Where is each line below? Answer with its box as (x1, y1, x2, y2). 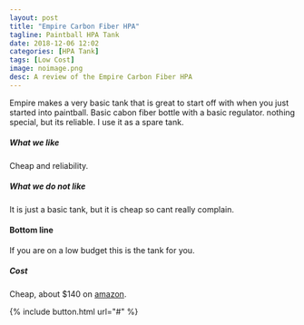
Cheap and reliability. (9, 160, 89, 171)
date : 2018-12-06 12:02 (9, 38, 100, 48)
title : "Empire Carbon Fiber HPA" (9, 22, 141, 31)
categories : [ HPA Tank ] (9, 47, 100, 56)
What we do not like (9, 181, 86, 192)
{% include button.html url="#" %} (9, 306, 139, 317)
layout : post (9, 13, 59, 23)
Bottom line (9, 224, 54, 236)
